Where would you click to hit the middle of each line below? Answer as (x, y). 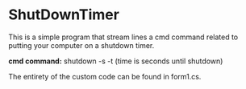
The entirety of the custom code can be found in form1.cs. (105, 76)
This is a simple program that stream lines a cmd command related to (123, 37)
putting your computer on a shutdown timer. (81, 45)
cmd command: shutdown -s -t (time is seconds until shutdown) (116, 61)
